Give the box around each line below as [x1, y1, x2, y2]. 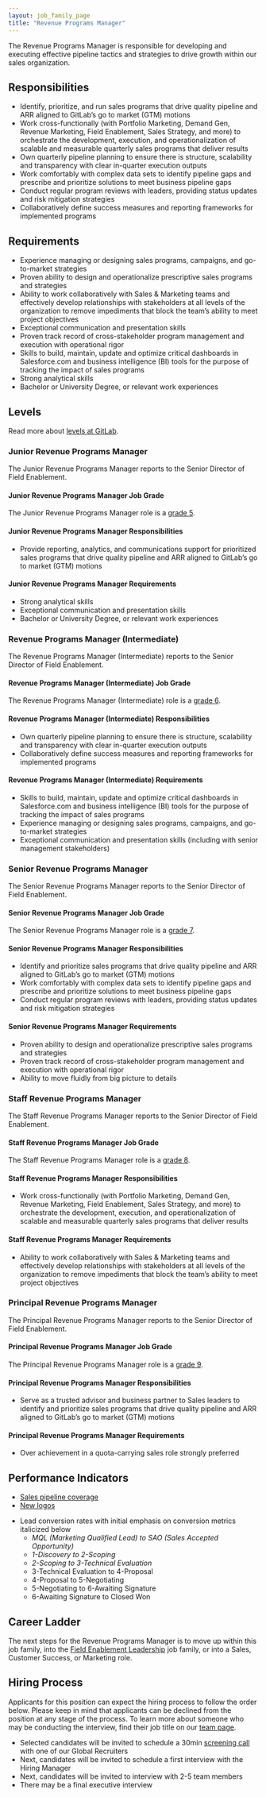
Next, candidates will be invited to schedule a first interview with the [19, 1754, 244, 1764]
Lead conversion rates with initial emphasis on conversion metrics [19, 1516, 237, 1525]
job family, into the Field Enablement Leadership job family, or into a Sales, [8, 1645, 252, 1654]
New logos [19, 1501, 56, 1510]
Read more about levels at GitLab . [8, 426, 119, 435]
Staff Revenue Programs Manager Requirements [8, 1234, 172, 1244]
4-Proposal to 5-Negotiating [31, 1575, 125, 1585]
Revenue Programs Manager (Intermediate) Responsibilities [8, 714, 210, 723]
